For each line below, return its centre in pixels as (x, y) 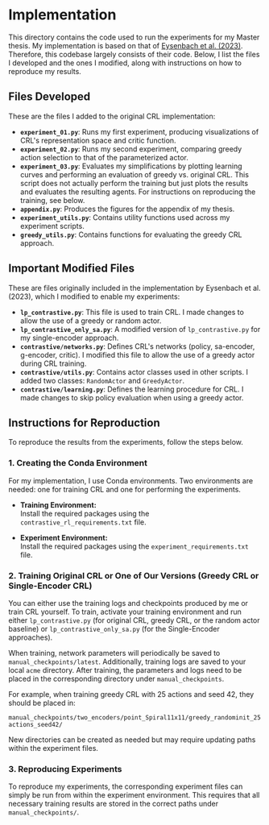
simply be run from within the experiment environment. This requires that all (134, 795)
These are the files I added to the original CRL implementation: (112, 116)
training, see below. (52, 200)
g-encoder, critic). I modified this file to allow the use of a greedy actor (137, 354)
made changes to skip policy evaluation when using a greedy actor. (132, 397)
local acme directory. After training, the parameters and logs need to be (125, 670)
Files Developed (50, 97)
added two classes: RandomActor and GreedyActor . (102, 380)
